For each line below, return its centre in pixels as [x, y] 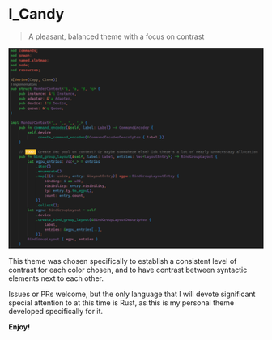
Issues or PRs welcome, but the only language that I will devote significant [132, 294]
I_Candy [36, 14]
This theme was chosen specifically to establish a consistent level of [123, 261]
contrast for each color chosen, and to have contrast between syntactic [128, 270]
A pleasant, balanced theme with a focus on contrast [116, 36]
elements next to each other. [56, 278]
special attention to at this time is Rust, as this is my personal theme [121, 303]
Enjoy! [19, 327]
